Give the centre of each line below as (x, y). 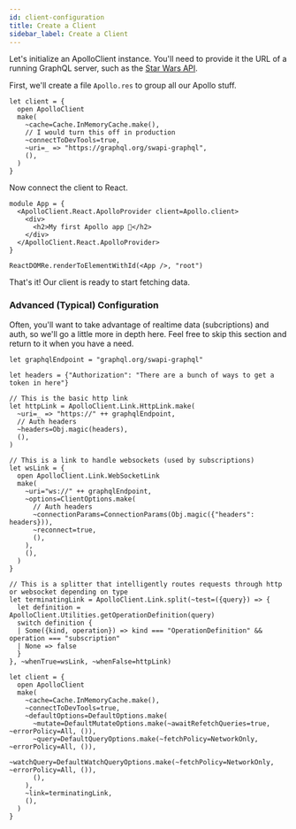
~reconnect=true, (65, 530)
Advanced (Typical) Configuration (84, 305)
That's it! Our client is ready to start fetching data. (99, 282)
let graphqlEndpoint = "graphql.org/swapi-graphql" (106, 359)
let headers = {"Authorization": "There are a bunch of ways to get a (142, 375)
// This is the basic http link (68, 398)
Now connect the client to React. (68, 188)
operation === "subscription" (65, 638)
